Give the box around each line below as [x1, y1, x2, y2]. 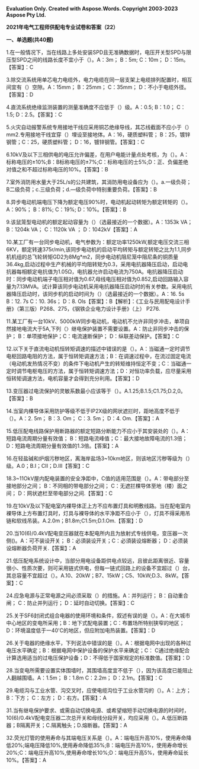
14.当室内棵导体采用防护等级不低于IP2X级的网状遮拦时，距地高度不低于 [6, 407, 181, 414]
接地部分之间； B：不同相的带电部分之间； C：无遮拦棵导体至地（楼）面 [6, 483, 182, 489]
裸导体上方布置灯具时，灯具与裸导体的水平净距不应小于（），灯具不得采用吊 [6, 510, 191, 516]
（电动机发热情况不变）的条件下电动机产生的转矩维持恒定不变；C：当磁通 [6, 360, 187, 367]
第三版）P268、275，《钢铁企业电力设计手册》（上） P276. [18, 305, 161, 312]
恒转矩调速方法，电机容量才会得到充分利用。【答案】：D [6, 375, 140, 382]
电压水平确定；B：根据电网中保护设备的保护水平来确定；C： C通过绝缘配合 [6, 647, 190, 654]
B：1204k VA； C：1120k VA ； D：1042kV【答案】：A [6, 226, 138, 233]
